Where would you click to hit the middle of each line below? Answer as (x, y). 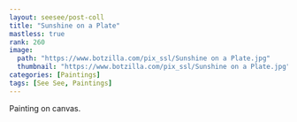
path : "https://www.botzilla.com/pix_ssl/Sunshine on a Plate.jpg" (144, 58)
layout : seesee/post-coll (57, 17)
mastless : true (37, 34)
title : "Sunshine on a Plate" (65, 26)
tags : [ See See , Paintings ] (61, 83)
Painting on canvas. (45, 108)
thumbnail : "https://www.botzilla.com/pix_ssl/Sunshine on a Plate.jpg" (154, 67)
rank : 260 (27, 42)
